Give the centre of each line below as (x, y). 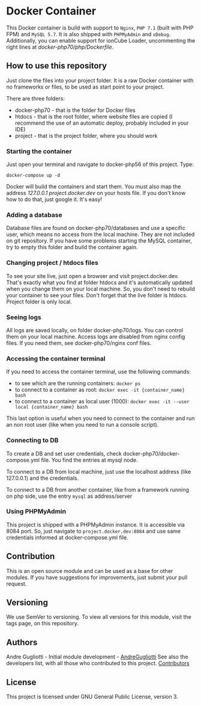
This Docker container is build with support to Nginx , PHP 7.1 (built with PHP (100, 28)
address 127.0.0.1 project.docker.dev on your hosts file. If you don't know (96, 193)
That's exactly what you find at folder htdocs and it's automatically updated (100, 282)
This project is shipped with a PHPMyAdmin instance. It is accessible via (95, 524)
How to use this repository (57, 66)
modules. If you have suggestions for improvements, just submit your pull (97, 577)
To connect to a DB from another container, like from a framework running (97, 489)
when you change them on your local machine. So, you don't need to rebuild (100, 289)
